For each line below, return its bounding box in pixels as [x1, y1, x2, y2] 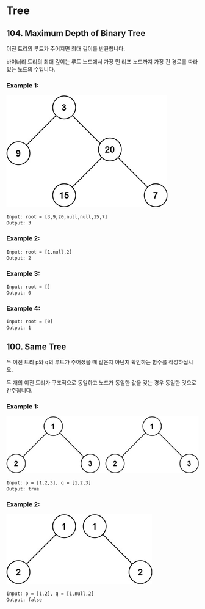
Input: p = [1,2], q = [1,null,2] [6, 591, 95, 597]
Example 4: [6, 304, 41, 312]
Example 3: [6, 269, 41, 278]
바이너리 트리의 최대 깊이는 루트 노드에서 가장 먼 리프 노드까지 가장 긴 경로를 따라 [6, 58, 198, 65]
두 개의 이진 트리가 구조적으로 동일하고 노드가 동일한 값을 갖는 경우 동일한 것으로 [6, 379, 197, 386]
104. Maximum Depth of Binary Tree [6, 28, 146, 39]
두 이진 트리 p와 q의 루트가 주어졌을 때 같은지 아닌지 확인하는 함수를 [6, 358, 168, 366]
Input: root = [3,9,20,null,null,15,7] [6, 214, 108, 220]
